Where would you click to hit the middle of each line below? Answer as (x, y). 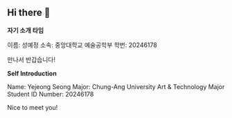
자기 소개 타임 (25, 30)
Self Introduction (32, 73)
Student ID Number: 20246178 (51, 94)
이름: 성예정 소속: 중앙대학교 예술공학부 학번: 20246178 (82, 45)
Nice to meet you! (33, 107)
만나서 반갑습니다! (32, 59)
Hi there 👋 (29, 13)
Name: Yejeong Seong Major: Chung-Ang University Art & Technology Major (116, 86)
